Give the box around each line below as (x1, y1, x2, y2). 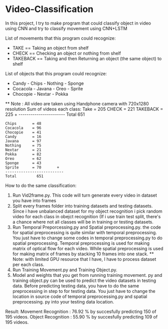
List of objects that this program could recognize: (5, 70, 107, 76)
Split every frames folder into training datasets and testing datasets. (12, 203, 153, 209)
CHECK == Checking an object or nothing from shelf (12, 50, 121, 56)
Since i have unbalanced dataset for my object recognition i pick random (12, 208, 163, 214)
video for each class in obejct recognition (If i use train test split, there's (12, 213, 161, 219)
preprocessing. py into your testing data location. (12, 298, 114, 304)
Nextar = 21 (5, 147, 42, 152)
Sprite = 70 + (5, 164, 59, 170)
